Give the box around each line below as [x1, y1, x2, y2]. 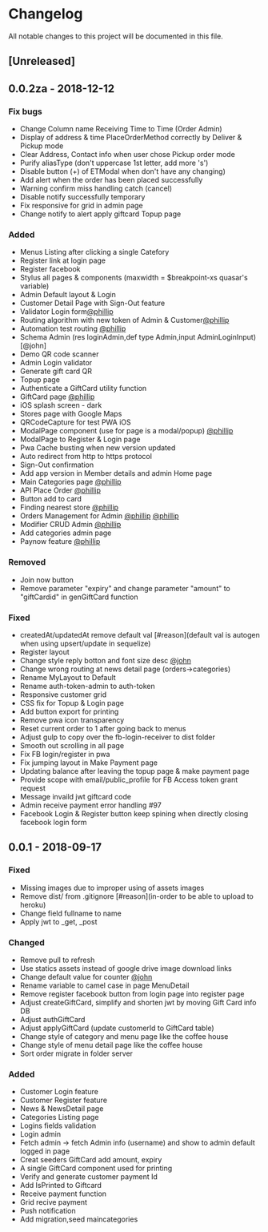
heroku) [19, 900, 46, 909]
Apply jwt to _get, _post [19, 916, 98, 926]
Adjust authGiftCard [19, 1014, 86, 1024]
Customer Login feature [19, 1087, 98, 1097]
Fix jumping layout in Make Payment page [19, 758, 158, 767]
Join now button [19, 574, 74, 585]
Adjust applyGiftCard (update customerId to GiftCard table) [19, 1023, 214, 1033]
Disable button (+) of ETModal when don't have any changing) [19, 167, 226, 176]
